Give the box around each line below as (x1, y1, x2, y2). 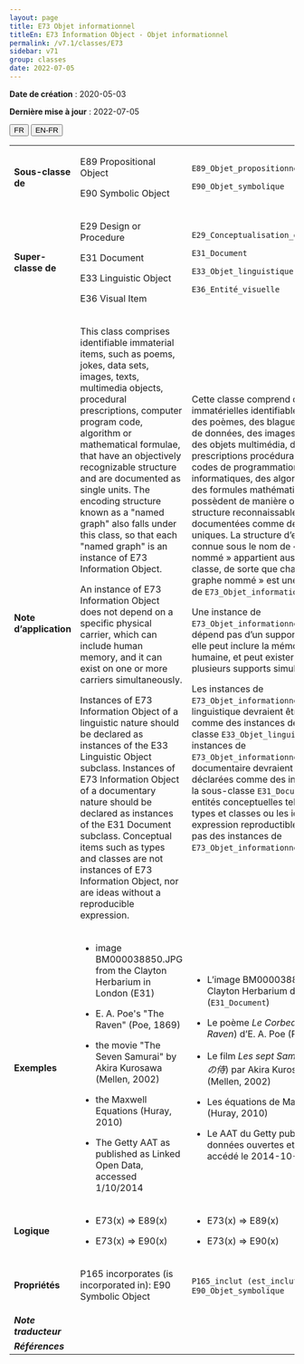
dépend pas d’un (191, 628, 263, 641)
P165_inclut (191, 1275, 243, 1286)
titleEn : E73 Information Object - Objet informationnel (9, 30, 229, 39)
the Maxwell (95, 1092, 147, 1105)
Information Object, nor (80, 874, 179, 887)
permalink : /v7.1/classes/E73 (9, 38, 124, 48)
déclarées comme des (191, 773, 287, 786)
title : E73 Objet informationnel (9, 22, 136, 31)
